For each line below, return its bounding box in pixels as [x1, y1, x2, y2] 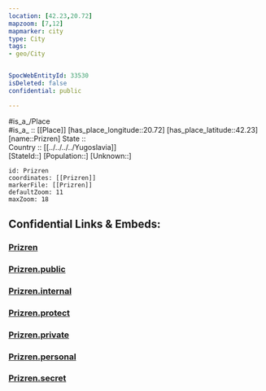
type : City [8, 34, 46, 43]
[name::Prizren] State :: [8, 134, 86, 143]
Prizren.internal [8, 285, 72, 297]
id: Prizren [8, 166, 49, 175]
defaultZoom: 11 [8, 188, 63, 196]
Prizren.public [8, 263, 67, 275]
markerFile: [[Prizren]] [8, 181, 93, 189]
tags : [8, 42, 27, 51]
